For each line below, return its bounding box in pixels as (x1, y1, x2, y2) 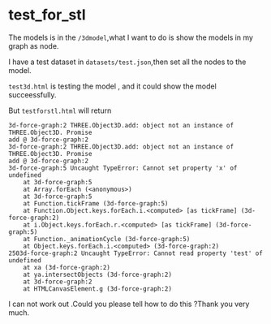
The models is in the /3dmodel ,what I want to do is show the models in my (8, 32, 254, 42)
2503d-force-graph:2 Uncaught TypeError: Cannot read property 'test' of (8, 249, 264, 257)
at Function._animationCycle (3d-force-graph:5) (23, 235, 191, 243)
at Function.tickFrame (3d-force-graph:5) (23, 199, 169, 208)
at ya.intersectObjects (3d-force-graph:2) (23, 270, 173, 279)
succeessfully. (8, 89, 57, 99)
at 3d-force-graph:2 (23, 278, 92, 286)
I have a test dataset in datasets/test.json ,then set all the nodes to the (8, 57, 247, 67)
